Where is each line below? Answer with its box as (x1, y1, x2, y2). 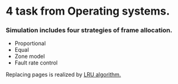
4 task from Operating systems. (5, 4, 170, 18)
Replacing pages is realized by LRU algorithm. (5, 71, 121, 79)
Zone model (14, 53, 45, 60)
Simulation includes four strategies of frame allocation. (5, 26, 173, 35)
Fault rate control (14, 59, 58, 66)
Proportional (14, 40, 46, 47)
